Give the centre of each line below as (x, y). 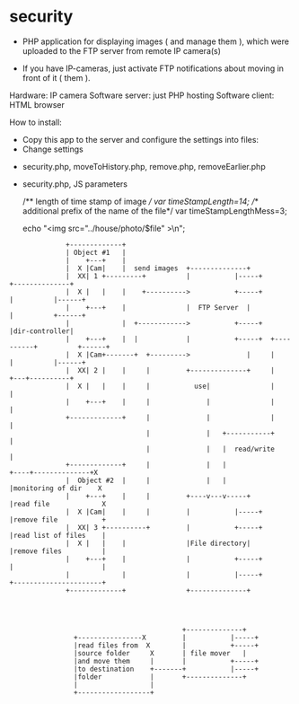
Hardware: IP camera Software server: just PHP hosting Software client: (142, 95)
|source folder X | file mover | (160, 653)
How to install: (36, 122)
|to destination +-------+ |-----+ (166, 669)
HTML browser (37, 104)
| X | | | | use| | (171, 386)
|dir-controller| (42, 331)
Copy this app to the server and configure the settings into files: (140, 139)
